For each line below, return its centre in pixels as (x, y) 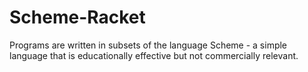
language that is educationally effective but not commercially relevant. (154, 55)
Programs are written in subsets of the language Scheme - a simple (148, 45)
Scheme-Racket (77, 17)
